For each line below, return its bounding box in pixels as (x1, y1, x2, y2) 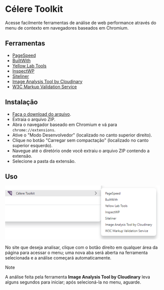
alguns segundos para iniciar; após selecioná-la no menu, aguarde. (5, 279, 141, 285)
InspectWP (12, 68, 35, 74)
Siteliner (12, 73, 29, 79)
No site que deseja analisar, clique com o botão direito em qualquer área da (5, 245, 158, 251)
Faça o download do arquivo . (12, 111, 71, 117)
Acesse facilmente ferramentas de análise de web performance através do (5, 20, 156, 26)
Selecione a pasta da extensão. (12, 158, 76, 164)
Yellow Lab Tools (12, 63, 47, 68)
